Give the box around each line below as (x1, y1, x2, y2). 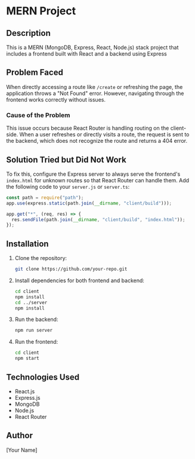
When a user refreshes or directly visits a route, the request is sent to (19, 131, 190, 138)
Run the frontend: (14, 338, 58, 345)
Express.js (14, 394, 41, 401)
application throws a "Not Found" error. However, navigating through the (6, 90, 184, 97)
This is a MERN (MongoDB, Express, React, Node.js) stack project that (6, 44, 179, 51)
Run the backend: (14, 316, 58, 323)
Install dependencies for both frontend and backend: (14, 277, 145, 284)
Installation (6, 238, 49, 249)
